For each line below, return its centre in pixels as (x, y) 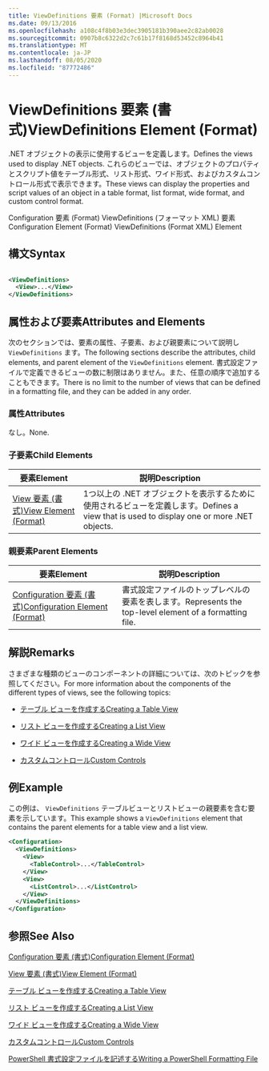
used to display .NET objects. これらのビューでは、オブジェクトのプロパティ (134, 163)
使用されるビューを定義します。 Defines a (161, 505)
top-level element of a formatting (184, 612)
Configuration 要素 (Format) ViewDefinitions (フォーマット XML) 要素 (122, 218)
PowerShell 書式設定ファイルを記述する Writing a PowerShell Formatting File (133, 1059)
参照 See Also (41, 936)
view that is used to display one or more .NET (168, 515)
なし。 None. (29, 432)
